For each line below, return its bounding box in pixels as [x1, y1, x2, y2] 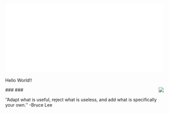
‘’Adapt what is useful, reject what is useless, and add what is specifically [5, 96, 157, 103]
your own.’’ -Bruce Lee [5, 102, 53, 108]
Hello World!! [5, 77, 32, 83]
